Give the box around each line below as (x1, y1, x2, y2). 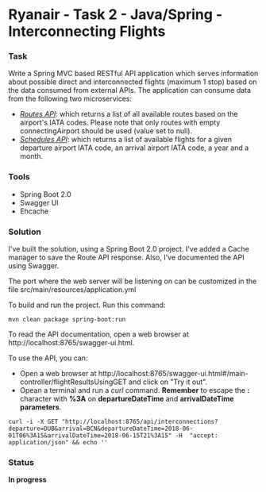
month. (19, 152, 44, 161)
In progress (8, 475, 47, 485)
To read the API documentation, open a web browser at (8, 329, 189, 339)
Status (8, 457, 34, 467)
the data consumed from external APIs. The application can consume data (8, 86, 252, 95)
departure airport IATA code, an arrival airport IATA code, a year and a (19, 143, 249, 152)
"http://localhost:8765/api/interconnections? (61, 418, 218, 426)
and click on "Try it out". (128, 377, 208, 386)
